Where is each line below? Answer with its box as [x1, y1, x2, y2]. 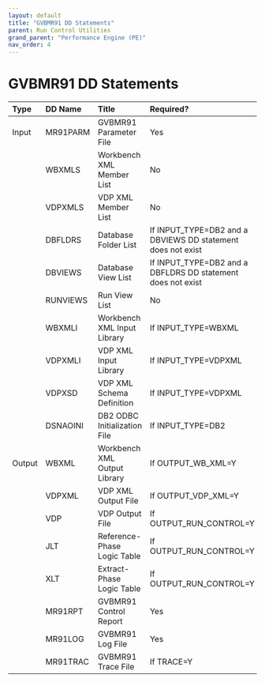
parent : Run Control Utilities [8, 26, 111, 34]
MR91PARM [45, 127, 91, 138]
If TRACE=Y [149, 657, 193, 668]
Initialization [97, 420, 143, 431]
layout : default [8, 11, 62, 20]
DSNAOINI [45, 420, 84, 431]
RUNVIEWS [45, 295, 88, 306]
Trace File [97, 661, 135, 673]
